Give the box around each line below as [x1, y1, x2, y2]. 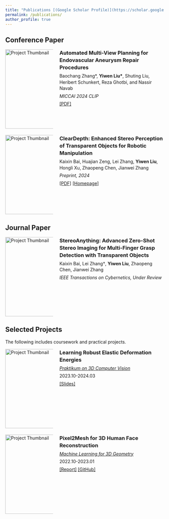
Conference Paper [5, 36, 64, 44]
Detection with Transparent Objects [59, 252, 149, 259]
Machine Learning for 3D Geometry [59, 451, 134, 457]
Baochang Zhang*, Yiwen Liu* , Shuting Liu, [59, 73, 150, 79]
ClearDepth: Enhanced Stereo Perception [59, 135, 163, 142]
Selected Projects [5, 325, 62, 334]
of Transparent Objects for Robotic [59, 143, 147, 150]
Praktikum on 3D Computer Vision [59, 365, 131, 371]
